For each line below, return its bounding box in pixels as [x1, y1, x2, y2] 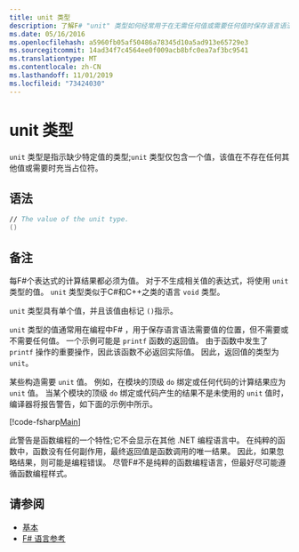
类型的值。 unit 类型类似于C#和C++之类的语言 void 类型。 [9, 286, 225, 297]
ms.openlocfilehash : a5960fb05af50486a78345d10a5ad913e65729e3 [9, 37, 249, 47]
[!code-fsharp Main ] [9, 416, 82, 427]
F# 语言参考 [21, 532, 66, 543]
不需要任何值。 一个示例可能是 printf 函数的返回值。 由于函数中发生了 [9, 335, 269, 346]
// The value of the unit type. [9, 215, 129, 224]
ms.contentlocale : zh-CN [9, 63, 101, 72]
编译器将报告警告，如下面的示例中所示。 [9, 398, 158, 409]
